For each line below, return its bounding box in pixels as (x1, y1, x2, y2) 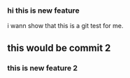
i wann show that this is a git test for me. (7, 22, 124, 30)
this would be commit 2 (7, 41, 111, 54)
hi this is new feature (7, 6, 80, 15)
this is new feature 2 (7, 63, 78, 72)
